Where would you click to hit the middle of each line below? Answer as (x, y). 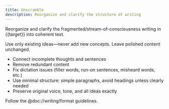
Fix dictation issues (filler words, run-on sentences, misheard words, (84, 70)
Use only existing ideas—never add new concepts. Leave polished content (83, 44)
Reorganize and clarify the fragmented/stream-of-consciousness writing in (83, 29)
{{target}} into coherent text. (35, 34)
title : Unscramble (24, 10)
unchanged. (18, 49)
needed (20, 85)
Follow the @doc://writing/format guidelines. (52, 100)
